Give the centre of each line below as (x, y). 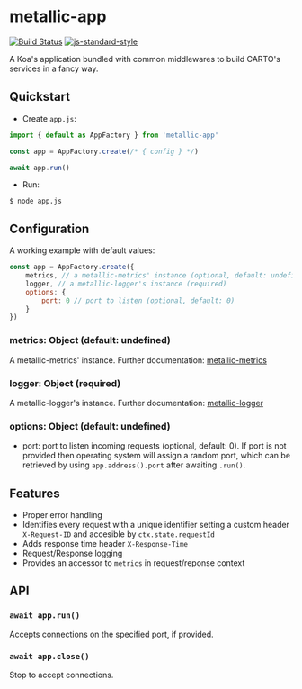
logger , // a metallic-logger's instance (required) (126, 284)
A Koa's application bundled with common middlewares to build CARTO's (145, 59)
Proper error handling (62, 515)
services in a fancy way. (54, 68)
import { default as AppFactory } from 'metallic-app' (114, 135)
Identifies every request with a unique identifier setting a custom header (156, 525)
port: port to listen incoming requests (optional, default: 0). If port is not (154, 446)
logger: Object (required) (65, 383)
